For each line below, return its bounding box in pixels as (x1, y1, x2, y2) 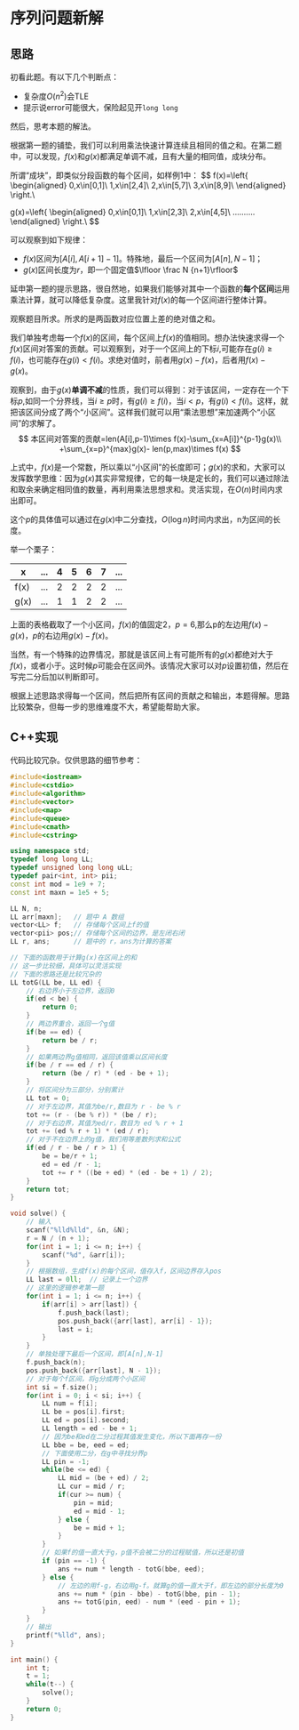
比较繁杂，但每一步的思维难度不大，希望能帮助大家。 (10, 701, 205, 712)
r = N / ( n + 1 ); (26, 1234, 90, 1243)
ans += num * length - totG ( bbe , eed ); (57, 1565, 205, 1573)
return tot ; (26, 1185, 70, 1194)
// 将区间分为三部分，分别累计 (26, 1086, 124, 1095)
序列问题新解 (10, 8, 105, 28)
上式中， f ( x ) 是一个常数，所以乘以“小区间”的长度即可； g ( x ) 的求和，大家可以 (10, 462, 286, 472)
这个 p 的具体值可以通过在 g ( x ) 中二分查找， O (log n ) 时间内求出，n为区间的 (10, 513, 273, 525)
